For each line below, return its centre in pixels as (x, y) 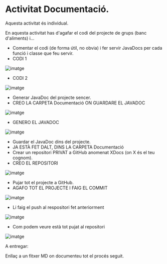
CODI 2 (20, 78)
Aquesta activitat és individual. (37, 23)
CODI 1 (20, 58)
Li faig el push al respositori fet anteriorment (58, 207)
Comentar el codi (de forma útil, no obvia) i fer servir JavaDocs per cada (87, 48)
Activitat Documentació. (57, 9)
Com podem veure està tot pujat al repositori (59, 226)
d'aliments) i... (20, 38)
